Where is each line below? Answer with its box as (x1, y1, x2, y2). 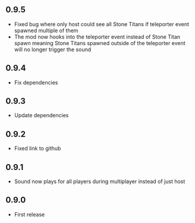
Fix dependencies (14, 78, 58, 86)
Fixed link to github (14, 145, 61, 152)
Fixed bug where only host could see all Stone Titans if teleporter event (14, 20, 190, 27)
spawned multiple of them (14, 27, 78, 34)
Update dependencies (14, 112, 69, 119)
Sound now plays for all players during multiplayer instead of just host (14, 178, 185, 185)
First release (14, 211, 45, 218)
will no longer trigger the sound (14, 46, 92, 53)
